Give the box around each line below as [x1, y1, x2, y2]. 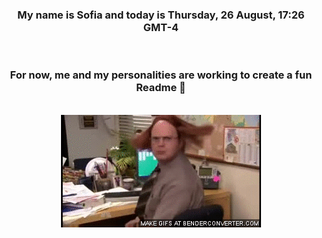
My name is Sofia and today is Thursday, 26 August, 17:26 [17, 8, 305, 22]
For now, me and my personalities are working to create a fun [9, 68, 313, 82]
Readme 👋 [136, 81, 186, 95]
